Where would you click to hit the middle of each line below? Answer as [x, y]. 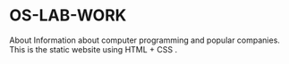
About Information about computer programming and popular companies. [144, 40]
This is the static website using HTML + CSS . [93, 49]
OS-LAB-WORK [68, 16]
